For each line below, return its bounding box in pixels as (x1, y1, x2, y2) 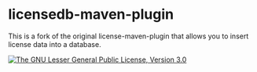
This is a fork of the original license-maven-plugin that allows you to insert (8, 31, 249, 41)
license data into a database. (8, 39, 101, 49)
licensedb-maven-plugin (8, 5, 174, 23)
